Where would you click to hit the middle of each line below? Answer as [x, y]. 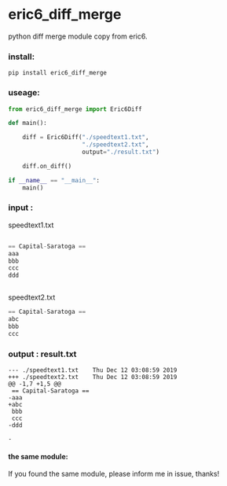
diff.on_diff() [47, 166]
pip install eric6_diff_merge [58, 73]
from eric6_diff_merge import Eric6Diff [75, 109]
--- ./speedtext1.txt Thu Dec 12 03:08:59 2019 [93, 370]
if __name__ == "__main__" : [54, 180]
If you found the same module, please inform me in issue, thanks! [114, 474]
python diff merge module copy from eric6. [78, 36]
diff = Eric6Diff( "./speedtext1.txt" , [86, 138]
